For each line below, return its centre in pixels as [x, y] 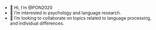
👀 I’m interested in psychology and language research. [65, 13]
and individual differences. [37, 23]
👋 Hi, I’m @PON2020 [31, 8]
